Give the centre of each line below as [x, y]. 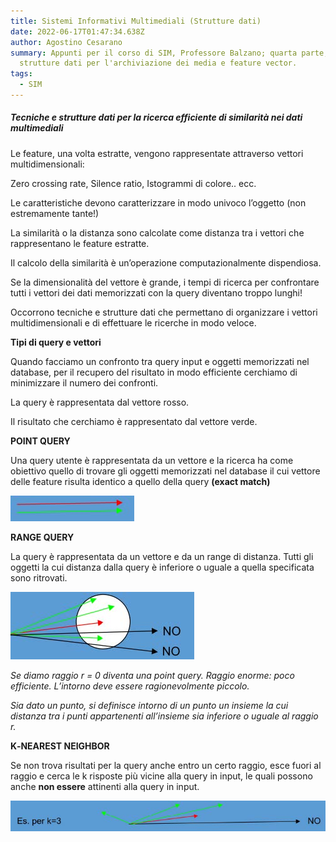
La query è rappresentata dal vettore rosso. [100, 402]
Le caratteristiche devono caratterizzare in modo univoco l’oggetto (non [158, 202]
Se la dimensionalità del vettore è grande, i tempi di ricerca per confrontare [165, 282]
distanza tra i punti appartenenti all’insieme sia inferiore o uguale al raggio [164, 716]
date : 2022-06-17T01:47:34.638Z [77, 31]
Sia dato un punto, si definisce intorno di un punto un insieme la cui [149, 705]
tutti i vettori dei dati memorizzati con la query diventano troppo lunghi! [156, 292]
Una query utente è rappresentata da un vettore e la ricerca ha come [152, 460]
